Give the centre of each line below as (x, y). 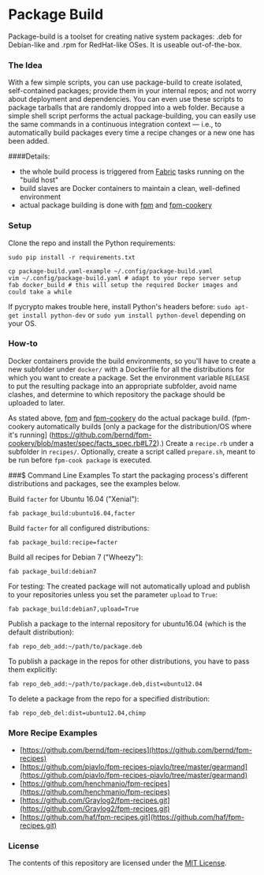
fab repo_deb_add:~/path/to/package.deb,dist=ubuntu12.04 (105, 684)
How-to (23, 343)
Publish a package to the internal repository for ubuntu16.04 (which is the (127, 623)
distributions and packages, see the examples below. (94, 484)
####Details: (29, 156)
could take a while (40, 292)
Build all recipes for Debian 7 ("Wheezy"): (76, 557)
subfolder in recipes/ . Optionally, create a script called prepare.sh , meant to (132, 451)
